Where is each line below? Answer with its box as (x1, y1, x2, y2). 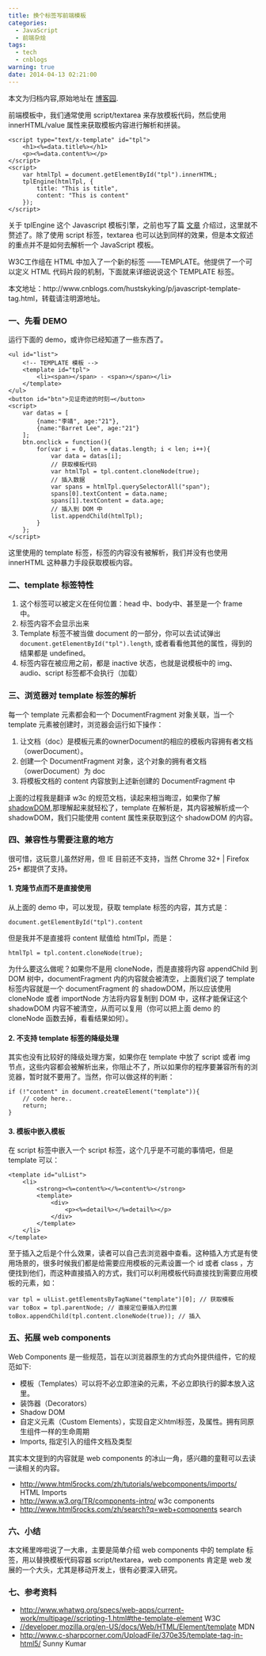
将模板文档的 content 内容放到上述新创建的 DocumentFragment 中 (19, 776, 236, 786)
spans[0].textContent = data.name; (50, 489, 169, 498)
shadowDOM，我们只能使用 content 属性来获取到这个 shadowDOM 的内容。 (8, 813, 257, 822)
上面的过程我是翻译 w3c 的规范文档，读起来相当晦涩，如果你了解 (8, 793, 220, 802)
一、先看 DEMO (8, 315, 67, 326)
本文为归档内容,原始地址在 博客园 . (8, 93, 119, 103)
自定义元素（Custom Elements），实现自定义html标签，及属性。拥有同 (19, 1417, 248, 1426)
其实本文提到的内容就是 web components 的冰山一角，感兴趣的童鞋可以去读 (8, 1453, 256, 1463)
